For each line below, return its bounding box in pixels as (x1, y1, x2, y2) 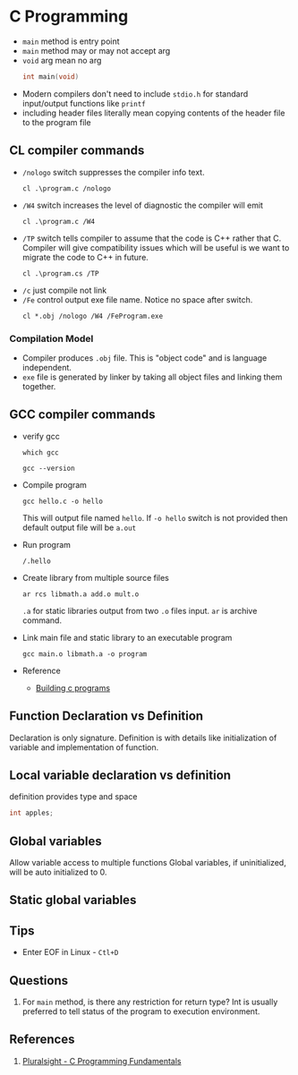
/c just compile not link (21, 285, 107, 295)
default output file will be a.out (21, 522, 137, 533)
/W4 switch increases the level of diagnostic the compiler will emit (21, 200, 264, 210)
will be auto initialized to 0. (9, 866, 107, 878)
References (9, 1032, 75, 1047)
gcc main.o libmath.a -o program (21, 649, 148, 659)
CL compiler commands (9, 143, 145, 158)
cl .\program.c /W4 (21, 217, 96, 226)
